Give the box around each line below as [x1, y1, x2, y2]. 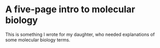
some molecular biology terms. [5, 37, 70, 43]
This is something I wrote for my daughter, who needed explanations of [5, 31, 155, 37]
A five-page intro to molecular [5, 4, 136, 15]
